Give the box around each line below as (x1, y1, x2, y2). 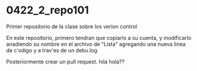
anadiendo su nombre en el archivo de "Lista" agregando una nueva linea (6, 40, 186, 48)
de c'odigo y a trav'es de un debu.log (6, 46, 98, 53)
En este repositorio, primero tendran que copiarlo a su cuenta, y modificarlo (6, 34, 192, 41)
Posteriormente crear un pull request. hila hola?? (6, 58, 125, 65)
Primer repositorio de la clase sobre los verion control (6, 23, 138, 30)
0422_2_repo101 (6, 4, 89, 17)
